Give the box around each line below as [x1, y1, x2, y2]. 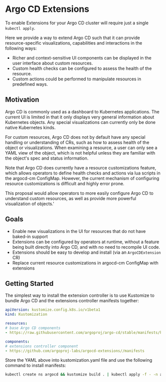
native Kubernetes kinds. [5, 124, 56, 130]
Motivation [5, 96, 40, 104]
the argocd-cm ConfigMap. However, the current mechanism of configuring [5, 175, 160, 181]
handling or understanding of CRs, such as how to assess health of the [5, 139, 150, 145]
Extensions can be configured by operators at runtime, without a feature [12, 239, 160, 245]
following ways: [5, 45, 37, 51]
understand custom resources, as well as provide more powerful [5, 195, 137, 201]
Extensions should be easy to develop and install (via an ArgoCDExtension [12, 249, 161, 255]
